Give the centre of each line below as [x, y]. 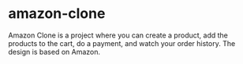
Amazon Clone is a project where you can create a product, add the [118, 35]
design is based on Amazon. [54, 52]
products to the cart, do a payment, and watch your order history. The [122, 43]
